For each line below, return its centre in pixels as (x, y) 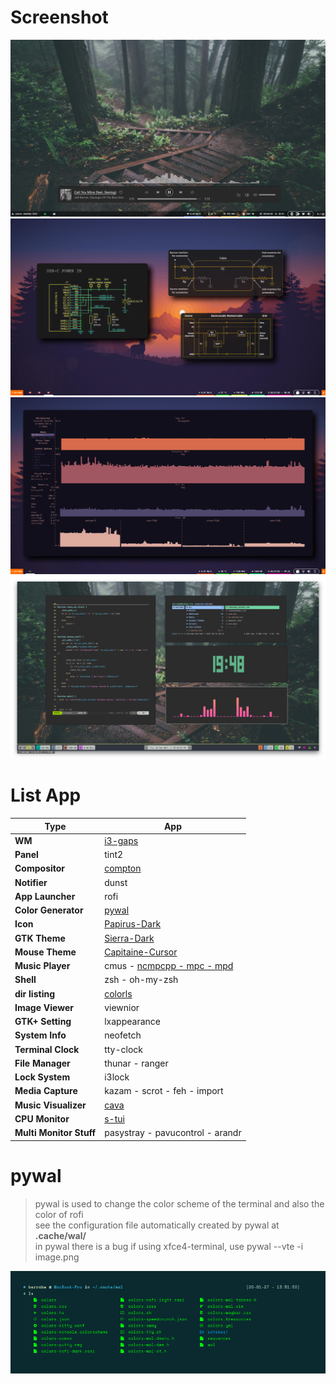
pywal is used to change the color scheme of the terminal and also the (179, 1203)
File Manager (42, 1063)
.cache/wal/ (60, 1235)
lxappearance (132, 1022)
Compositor (40, 868)
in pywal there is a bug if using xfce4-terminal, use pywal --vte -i (169, 1246)
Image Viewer (44, 1007)
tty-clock (124, 1049)
